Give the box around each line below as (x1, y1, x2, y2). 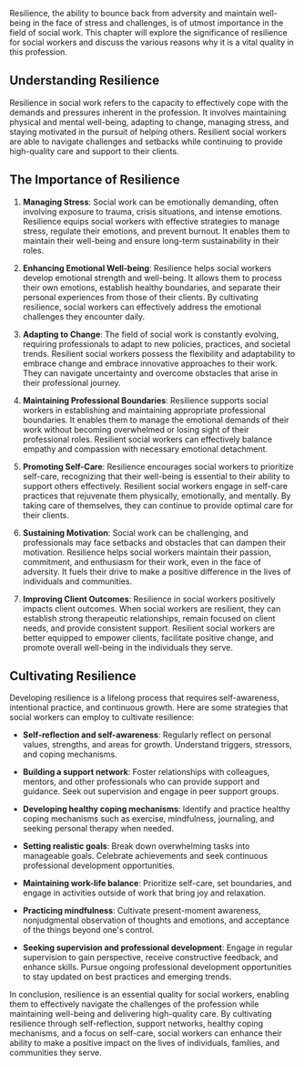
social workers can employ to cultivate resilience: (9, 712, 195, 723)
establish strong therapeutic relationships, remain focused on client (22, 612, 276, 623)
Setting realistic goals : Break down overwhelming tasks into (22, 841, 250, 852)
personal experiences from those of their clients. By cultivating (22, 291, 258, 302)
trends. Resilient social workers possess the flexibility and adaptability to (22, 348, 296, 359)
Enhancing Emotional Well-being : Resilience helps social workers (22, 262, 272, 273)
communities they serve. (9, 1047, 102, 1058)
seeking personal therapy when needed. (22, 823, 175, 834)
